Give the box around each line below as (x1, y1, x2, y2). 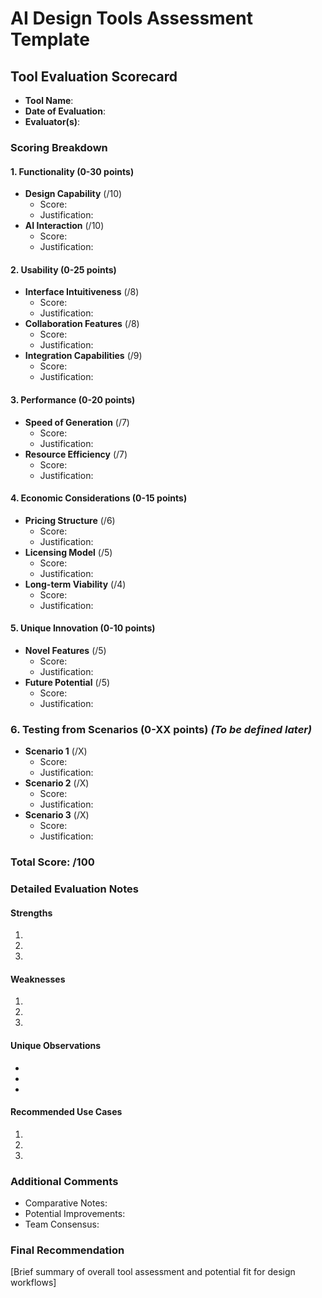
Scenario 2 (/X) (24, 777, 90, 789)
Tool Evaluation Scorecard (10, 68, 178, 85)
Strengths (10, 907, 53, 919)
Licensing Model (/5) (24, 546, 113, 558)
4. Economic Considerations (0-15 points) (10, 492, 188, 504)
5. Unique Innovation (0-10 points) (10, 622, 156, 634)
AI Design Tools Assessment (10, 7, 253, 30)
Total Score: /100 (10, 855, 95, 869)
